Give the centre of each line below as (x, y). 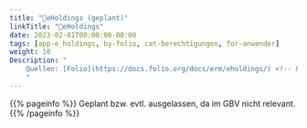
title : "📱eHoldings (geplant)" (69, 18)
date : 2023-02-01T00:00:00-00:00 (73, 35)
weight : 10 (30, 52)
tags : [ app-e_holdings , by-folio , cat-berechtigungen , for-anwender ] (145, 43)
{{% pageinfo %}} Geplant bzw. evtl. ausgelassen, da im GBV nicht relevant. (153, 103)
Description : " (38, 60)
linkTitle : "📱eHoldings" (57, 27)
